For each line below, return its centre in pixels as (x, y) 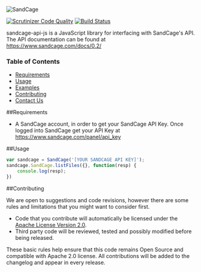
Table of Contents (33, 61)
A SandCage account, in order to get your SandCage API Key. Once (99, 124)
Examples (27, 87)
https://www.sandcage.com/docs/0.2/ (54, 46)
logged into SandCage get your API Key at (68, 131)
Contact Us (29, 101)
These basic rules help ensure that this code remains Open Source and (95, 250)
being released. (35, 237)
